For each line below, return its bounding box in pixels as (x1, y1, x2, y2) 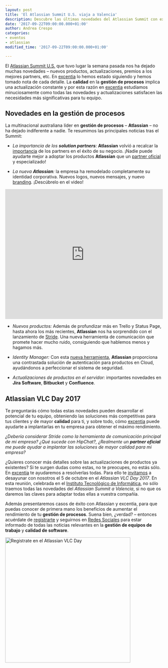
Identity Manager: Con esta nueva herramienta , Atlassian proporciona (12, 354, 158, 360)
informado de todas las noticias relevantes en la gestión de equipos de (5, 522, 152, 528)
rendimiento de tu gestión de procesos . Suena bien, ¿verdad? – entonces (5, 512, 157, 518)
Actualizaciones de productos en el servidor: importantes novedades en (12, 374, 161, 381)
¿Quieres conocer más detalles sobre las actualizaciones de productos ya (5, 459, 157, 465)
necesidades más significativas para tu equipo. (5, 95, 102, 101)
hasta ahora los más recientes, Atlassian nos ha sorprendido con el (12, 329, 152, 335)
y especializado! (12, 159, 46, 165)
